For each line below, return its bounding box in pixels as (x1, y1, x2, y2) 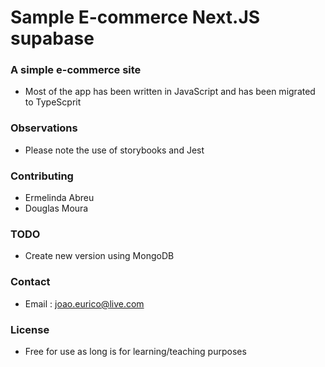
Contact (10, 275, 51, 289)
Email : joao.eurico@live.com (24, 297, 145, 310)
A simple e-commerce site (10, 63, 142, 77)
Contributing (10, 169, 74, 183)
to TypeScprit (24, 96, 82, 108)
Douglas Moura (24, 202, 89, 215)
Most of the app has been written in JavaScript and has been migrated (24, 86, 316, 98)
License (10, 322, 50, 336)
